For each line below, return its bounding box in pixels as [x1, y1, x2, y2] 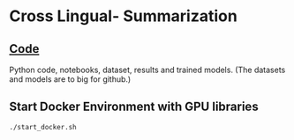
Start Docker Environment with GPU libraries [9, 99, 259, 114]
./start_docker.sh [9, 122, 77, 131]
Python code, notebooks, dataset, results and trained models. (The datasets [9, 64, 286, 75]
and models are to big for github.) [9, 74, 132, 85]
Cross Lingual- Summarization [9, 6, 238, 26]
